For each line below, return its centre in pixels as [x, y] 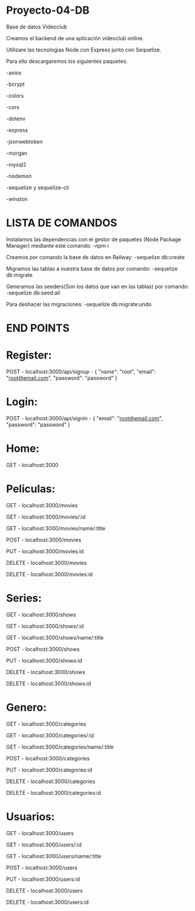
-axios [14, 72]
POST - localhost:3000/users [42, 867]
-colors [15, 95]
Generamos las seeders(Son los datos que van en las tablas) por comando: [97, 286]
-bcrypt [15, 84]
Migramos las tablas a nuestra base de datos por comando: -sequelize [92, 268]
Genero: [27, 707]
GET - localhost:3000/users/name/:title [54, 856]
